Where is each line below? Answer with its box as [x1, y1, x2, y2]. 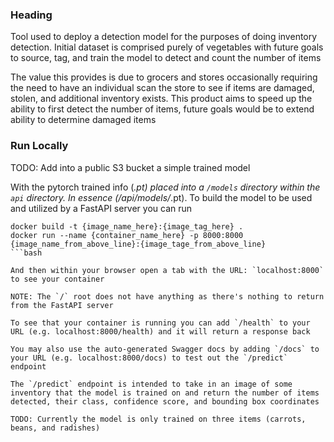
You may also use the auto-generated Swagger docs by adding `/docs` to [10, 344, 320, 354]
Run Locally [10, 139, 69, 153]
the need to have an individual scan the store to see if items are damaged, [10, 82, 315, 94]
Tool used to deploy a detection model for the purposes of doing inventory [10, 31, 318, 43]
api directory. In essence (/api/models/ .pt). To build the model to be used [10, 191, 313, 203]
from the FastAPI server [10, 300, 114, 310]
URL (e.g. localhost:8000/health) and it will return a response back [10, 326, 311, 337]
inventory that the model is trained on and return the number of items [10, 388, 320, 398]
